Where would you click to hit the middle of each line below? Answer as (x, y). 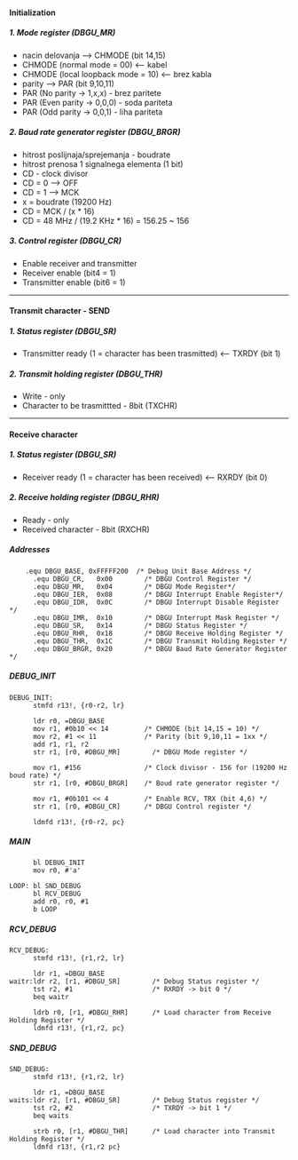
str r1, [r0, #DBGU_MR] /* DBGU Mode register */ (140, 752)
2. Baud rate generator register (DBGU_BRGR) (95, 132)
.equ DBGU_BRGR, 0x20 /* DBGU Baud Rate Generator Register (160, 648)
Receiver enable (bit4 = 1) (69, 273)
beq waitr (51, 997)
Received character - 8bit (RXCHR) (86, 529)
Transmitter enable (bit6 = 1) (74, 282)
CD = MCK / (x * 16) (58, 211)
